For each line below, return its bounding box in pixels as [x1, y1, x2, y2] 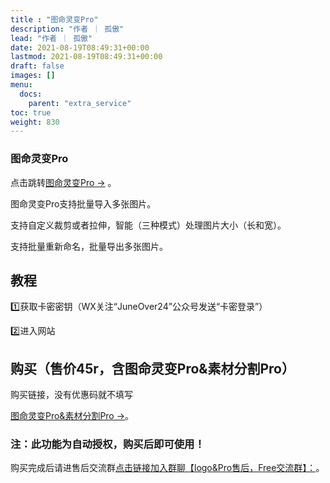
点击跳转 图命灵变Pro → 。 [10, 176, 117, 188]
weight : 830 [10, 117, 60, 127]
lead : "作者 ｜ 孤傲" [10, 33, 93, 43]
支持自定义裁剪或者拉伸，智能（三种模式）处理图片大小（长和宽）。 [10, 219, 287, 231]
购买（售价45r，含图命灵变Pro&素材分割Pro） [10, 360, 295, 377]
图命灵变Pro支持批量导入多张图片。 [10, 197, 157, 210]
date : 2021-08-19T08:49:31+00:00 [10, 42, 150, 53]
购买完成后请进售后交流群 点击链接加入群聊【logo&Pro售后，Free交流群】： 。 [10, 462, 325, 474]
